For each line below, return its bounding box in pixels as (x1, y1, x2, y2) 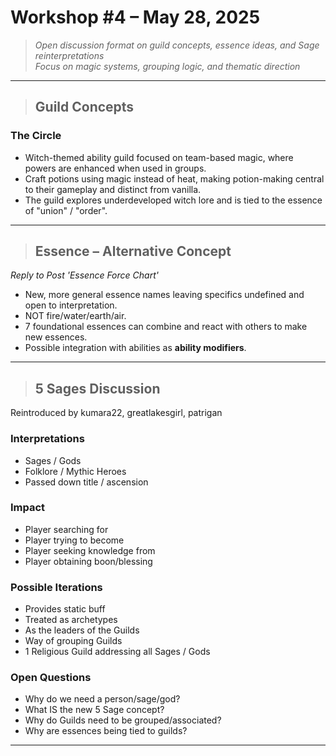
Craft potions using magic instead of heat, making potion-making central (24, 172, 325, 185)
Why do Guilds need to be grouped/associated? (24, 714, 222, 726)
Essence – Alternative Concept (34, 243, 232, 260)
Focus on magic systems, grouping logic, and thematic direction (34, 60, 301, 72)
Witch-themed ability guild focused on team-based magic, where (24, 151, 294, 163)
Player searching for (24, 523, 109, 535)
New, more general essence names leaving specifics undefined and (24, 289, 305, 301)
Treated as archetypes (24, 614, 118, 626)
